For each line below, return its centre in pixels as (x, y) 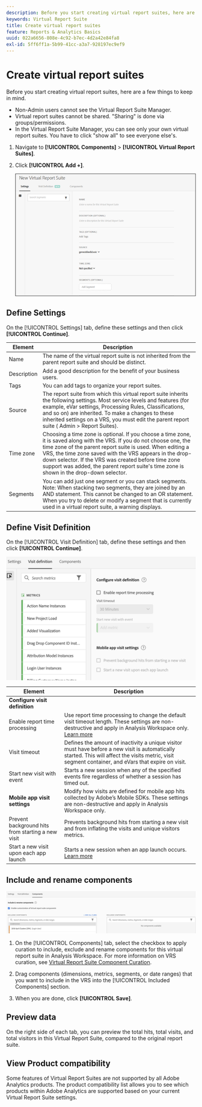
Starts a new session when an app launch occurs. (125, 850)
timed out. (76, 783)
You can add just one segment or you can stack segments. (115, 481)
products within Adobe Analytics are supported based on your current (93, 1091)
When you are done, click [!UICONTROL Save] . (73, 999)
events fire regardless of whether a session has (123, 777)
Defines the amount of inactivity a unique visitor (123, 742)
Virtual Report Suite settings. (42, 1097)
